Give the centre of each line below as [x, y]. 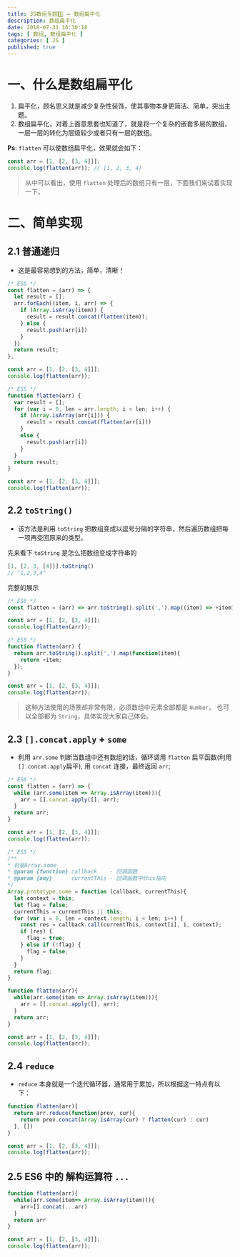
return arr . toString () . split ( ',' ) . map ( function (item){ [97, 653]
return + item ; [41, 660]
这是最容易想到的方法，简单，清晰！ [71, 270]
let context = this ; [44, 898]
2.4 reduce [31, 1066]
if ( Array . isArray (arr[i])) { [65, 416]
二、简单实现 [45, 223]
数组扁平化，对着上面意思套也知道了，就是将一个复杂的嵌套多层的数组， [124, 124]
